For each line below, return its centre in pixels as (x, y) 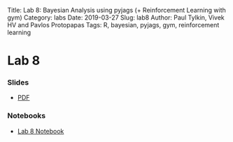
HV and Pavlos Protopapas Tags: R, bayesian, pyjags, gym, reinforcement (113, 25)
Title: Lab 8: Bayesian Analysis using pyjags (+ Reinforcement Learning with (116, 10)
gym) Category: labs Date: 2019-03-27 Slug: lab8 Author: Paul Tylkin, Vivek (116, 17)
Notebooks (27, 116)
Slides (18, 83)
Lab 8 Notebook (41, 131)
